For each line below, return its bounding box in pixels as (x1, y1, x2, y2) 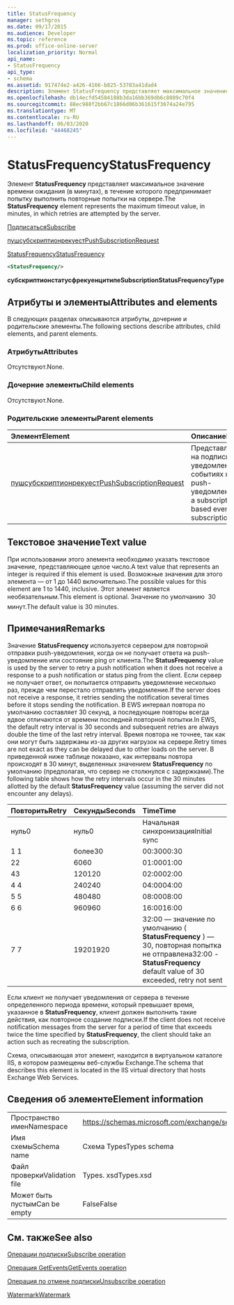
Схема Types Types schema (82, 1142, 174, 1152)
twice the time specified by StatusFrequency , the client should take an (7, 1030, 211, 1038)
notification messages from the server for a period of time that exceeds (7, 1022, 212, 1031)
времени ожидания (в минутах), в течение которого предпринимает (7, 187, 212, 196)
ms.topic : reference (7, 36, 68, 43)
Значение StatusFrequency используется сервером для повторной (7, 641, 209, 649)
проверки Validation (10, 1171, 76, 1180)
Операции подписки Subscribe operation (7, 1250, 126, 1258)
